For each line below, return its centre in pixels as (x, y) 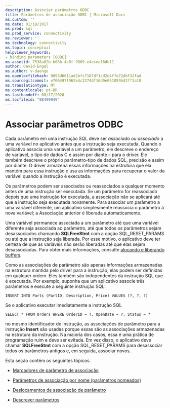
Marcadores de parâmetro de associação (55, 370)
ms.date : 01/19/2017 (27, 24)
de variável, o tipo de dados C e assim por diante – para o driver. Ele (76, 155)
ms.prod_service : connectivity (38, 33)
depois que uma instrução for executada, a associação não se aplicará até (83, 197)
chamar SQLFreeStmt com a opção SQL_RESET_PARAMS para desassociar (84, 346)
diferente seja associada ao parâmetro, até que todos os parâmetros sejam (83, 228)
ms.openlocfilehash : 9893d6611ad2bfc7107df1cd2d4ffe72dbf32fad (73, 76)
